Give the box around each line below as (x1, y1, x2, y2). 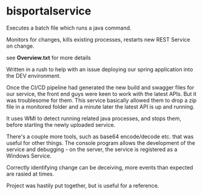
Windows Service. (6, 152, 52, 159)
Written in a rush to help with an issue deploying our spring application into (6, 65, 193, 73)
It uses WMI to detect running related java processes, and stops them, (6, 115, 182, 122)
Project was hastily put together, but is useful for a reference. (6, 182, 159, 189)
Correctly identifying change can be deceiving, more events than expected (6, 164, 193, 171)
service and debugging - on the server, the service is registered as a (6, 145, 178, 153)
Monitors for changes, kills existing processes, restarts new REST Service (6, 36, 191, 43)
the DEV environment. (6, 72, 61, 79)
